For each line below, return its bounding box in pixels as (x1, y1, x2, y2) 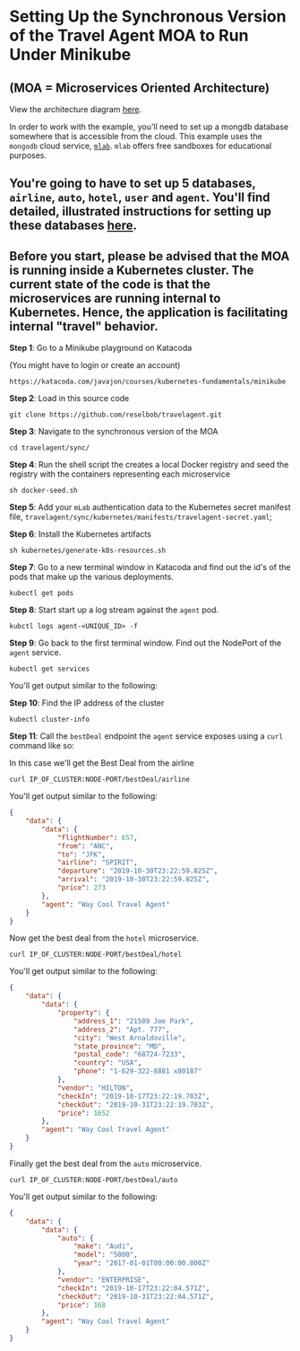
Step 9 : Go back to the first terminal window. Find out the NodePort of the (9, 637, 282, 648)
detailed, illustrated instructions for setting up (9, 204, 271, 219)
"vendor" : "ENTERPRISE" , (56, 1275, 150, 1285)
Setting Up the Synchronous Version (9, 6, 287, 27)
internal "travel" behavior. (9, 319, 159, 334)
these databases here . (9, 218, 137, 233)
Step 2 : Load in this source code (9, 393, 130, 404)
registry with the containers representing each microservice (9, 469, 231, 479)
